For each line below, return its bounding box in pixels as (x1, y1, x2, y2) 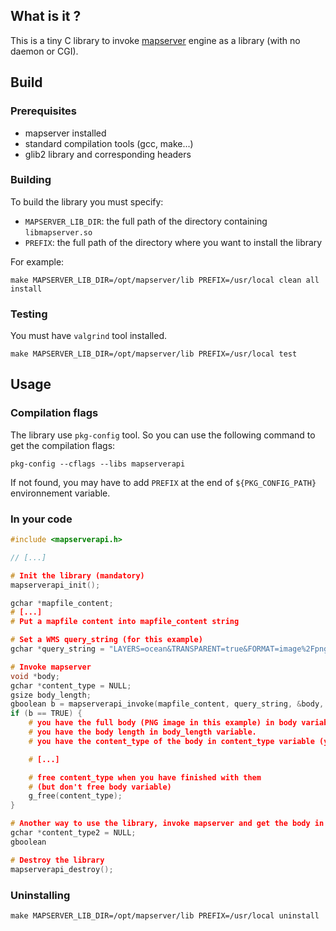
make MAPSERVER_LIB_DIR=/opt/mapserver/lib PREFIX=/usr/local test (10, 349, 298, 359)
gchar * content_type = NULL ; (10, 680, 132, 691)
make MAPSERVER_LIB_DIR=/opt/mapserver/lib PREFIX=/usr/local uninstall (10, 910, 320, 921)
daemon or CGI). (10, 45, 79, 57)
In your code (10, 512, 73, 526)
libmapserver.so (24, 227, 93, 238)
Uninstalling (10, 888, 71, 902)
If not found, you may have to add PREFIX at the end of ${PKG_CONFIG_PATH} (10, 476, 317, 488)
